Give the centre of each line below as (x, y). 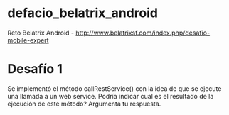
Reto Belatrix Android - (41, 33)
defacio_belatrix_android (83, 13)
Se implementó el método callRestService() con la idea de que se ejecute (114, 88)
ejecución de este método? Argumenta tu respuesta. (84, 104)
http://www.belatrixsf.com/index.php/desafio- (143, 33)
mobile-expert (28, 40)
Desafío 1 (35, 69)
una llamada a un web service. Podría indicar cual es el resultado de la (111, 96)
